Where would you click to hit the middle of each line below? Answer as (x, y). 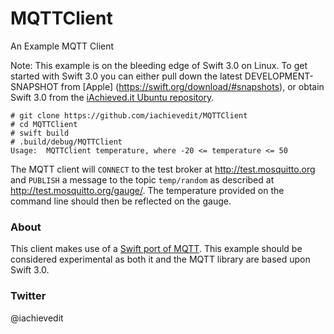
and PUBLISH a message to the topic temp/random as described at (142, 179)
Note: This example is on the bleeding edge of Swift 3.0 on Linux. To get (159, 65)
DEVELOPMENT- (279, 76)
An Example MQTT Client (62, 46)
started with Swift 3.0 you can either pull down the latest (126, 76)
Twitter (28, 296)
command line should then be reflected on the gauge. (121, 201)
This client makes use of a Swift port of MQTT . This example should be (156, 249)
